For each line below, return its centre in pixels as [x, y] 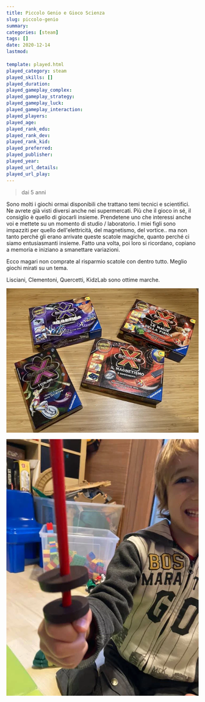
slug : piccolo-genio [33, 19]
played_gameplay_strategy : [41, 97]
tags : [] [17, 39]
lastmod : [17, 52]
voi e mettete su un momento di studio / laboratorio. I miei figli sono [91, 224]
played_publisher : [30, 155]
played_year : [23, 161]
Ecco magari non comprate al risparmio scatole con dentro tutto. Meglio [97, 261]
